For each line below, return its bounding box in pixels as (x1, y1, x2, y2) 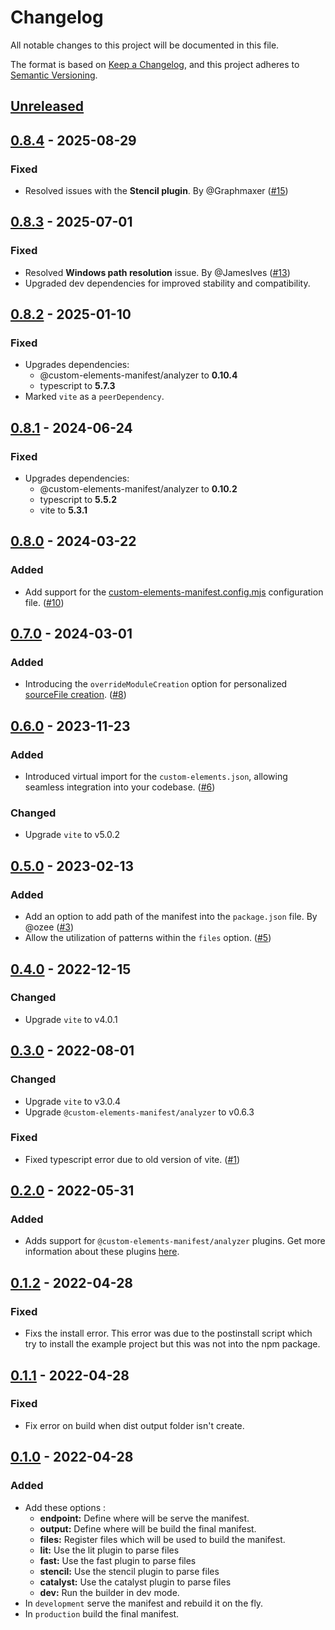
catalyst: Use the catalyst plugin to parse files (39, 1576, 232, 1588)
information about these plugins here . (24, 1246, 180, 1258)
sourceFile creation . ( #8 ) (24, 689, 127, 701)
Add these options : (24, 1501, 107, 1513)
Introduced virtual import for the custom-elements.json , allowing (24, 771, 288, 783)
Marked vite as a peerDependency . (24, 391, 165, 403)
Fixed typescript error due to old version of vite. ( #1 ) (24, 1153, 241, 1165)
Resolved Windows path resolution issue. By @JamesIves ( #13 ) (24, 266, 291, 278)
